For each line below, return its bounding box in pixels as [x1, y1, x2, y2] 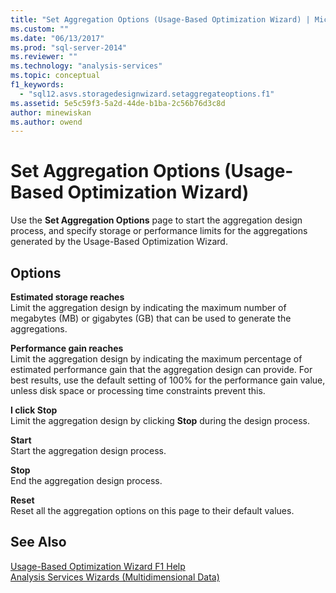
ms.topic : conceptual [10, 71, 101, 81]
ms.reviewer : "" [10, 52, 78, 62]
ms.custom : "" [10, 24, 70, 34]
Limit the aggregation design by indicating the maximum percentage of [10, 353, 303, 365]
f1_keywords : [10, 80, 65, 90]
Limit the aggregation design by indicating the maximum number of [10, 302, 287, 313]
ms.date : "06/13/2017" [10, 33, 105, 43]
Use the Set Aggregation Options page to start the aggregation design [10, 214, 303, 226]
